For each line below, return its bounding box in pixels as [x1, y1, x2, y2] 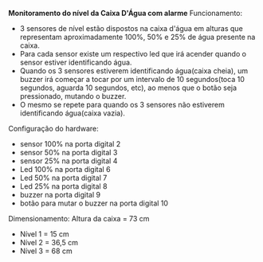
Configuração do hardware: [8, 124, 99, 133]
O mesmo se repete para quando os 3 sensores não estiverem [19, 100, 225, 109]
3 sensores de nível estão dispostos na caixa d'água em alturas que [19, 24, 243, 33]
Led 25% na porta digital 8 [19, 182, 108, 191]
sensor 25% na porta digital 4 [19, 156, 118, 166]
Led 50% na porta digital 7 [19, 173, 108, 182]
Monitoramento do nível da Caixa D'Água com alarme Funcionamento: [8, 9, 243, 18]
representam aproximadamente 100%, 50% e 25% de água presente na [19, 33, 256, 41]
